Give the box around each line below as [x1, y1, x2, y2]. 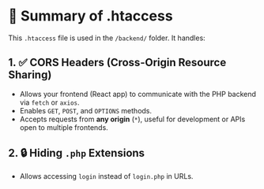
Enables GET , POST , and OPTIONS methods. [19, 106, 153, 115]
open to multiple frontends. [19, 122, 108, 132]
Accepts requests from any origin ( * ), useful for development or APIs [19, 114, 246, 124]
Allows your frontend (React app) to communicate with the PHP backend [19, 89, 257, 98]
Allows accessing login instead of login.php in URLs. [19, 171, 194, 180]
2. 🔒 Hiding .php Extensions [8, 146, 145, 160]
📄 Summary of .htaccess [8, 7, 173, 25]
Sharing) [8, 69, 52, 82]
